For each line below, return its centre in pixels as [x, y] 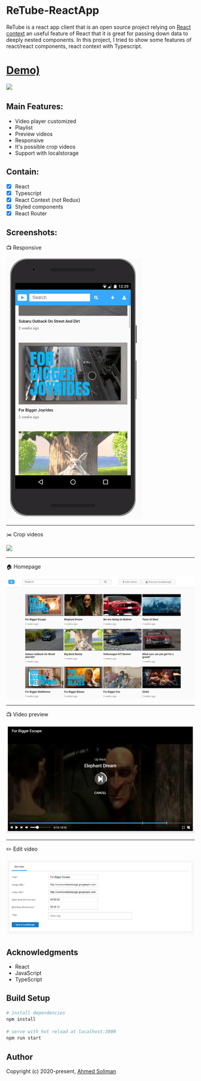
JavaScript [28, 973]
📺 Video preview [28, 714]
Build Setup [28, 999]
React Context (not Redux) [48, 200]
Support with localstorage [47, 153]
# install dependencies [36, 1013]
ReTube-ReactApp [53, 10]
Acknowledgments [42, 952]
